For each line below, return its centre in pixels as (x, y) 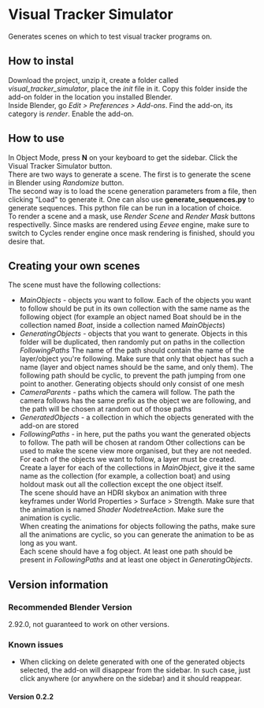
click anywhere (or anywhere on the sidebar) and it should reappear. (131, 679)
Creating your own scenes (74, 266)
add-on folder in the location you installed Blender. (90, 97)
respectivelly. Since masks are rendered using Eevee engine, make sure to (129, 224)
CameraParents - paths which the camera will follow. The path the (127, 393)
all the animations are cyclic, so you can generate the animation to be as (137, 535)
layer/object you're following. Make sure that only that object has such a (137, 359)
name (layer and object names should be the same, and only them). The (136, 367)
